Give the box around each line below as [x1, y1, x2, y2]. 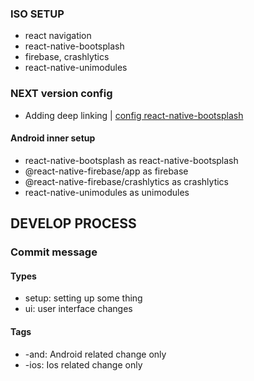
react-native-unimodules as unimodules [24, 186, 190, 198]
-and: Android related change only [24, 348, 167, 360]
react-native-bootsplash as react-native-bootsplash [24, 154, 239, 166]
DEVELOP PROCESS [10, 215, 137, 232]
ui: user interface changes [24, 303, 133, 315]
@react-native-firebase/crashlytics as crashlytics [24, 175, 230, 187]
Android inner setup [10, 132, 96, 144]
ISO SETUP [10, 7, 65, 21]
